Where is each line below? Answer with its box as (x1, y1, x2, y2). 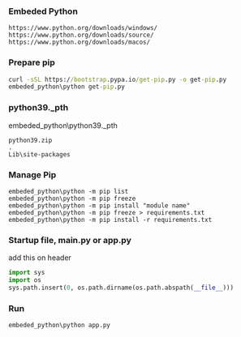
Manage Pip (8, 168, 57, 180)
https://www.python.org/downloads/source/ (8, 31, 154, 40)
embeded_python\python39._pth (8, 120, 118, 130)
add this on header (8, 253, 71, 262)
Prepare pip (8, 57, 55, 68)
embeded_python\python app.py (8, 322, 111, 330)
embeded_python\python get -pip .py (8, 83, 126, 91)
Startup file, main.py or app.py (8, 234, 131, 245)
